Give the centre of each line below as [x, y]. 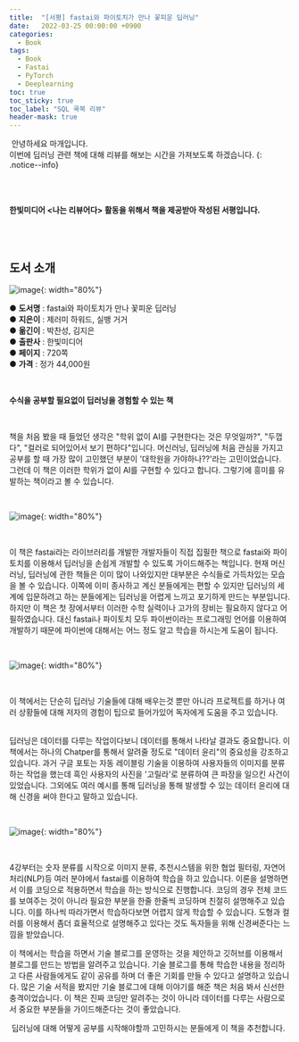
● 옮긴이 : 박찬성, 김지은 [52, 330]
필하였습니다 [31, 619]
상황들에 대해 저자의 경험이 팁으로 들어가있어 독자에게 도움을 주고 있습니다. [148, 712]
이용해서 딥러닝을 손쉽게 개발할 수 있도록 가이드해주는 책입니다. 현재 [151, 563]
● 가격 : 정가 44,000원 [50, 363]
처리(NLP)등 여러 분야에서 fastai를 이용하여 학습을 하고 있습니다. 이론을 [133, 878]
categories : [31, 34]
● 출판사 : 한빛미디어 [46, 341]
